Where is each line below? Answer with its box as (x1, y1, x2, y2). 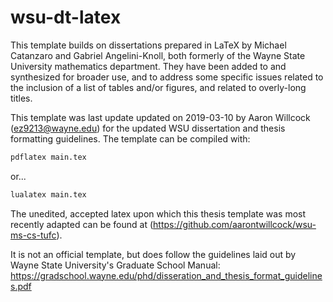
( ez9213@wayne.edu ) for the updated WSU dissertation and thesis (10, 122, 286, 134)
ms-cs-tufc (10, 229, 57, 241)
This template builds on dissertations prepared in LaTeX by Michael (10, 39, 287, 51)
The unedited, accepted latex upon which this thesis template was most (10, 207, 307, 220)
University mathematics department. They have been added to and (10, 60, 287, 72)
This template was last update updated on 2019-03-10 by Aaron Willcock (10, 111, 311, 123)
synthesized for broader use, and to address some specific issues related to (10, 71, 324, 83)
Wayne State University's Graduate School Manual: (10, 259, 221, 271)
